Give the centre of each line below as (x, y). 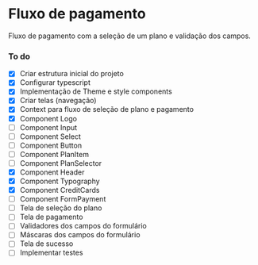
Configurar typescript (55, 83)
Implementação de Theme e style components (96, 91)
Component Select (50, 136)
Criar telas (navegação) (58, 101)
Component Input (48, 127)
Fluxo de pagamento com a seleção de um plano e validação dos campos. (130, 36)
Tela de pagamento (51, 217)
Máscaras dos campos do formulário (80, 235)
